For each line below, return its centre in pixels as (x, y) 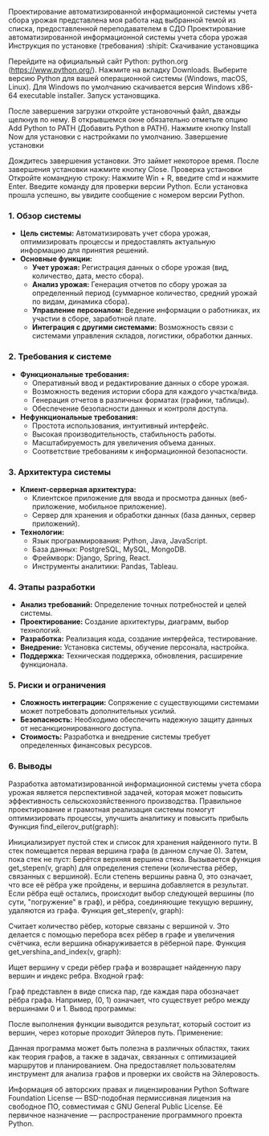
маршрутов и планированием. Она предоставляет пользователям (122, 1065)
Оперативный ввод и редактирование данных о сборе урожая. (141, 383)
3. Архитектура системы (60, 472)
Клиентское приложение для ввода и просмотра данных (130, 498)
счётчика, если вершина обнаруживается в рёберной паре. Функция (127, 943)
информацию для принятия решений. (84, 250)
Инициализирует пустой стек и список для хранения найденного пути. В (133, 842)
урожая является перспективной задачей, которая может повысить (126, 792)
